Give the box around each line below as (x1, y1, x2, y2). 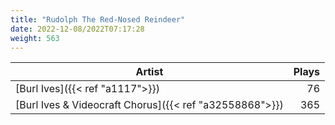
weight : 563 (10, 33, 60, 43)
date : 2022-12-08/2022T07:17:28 (10, 24, 145, 34)
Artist (135, 65, 164, 79)
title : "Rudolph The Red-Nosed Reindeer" (10, 14, 186, 25)
